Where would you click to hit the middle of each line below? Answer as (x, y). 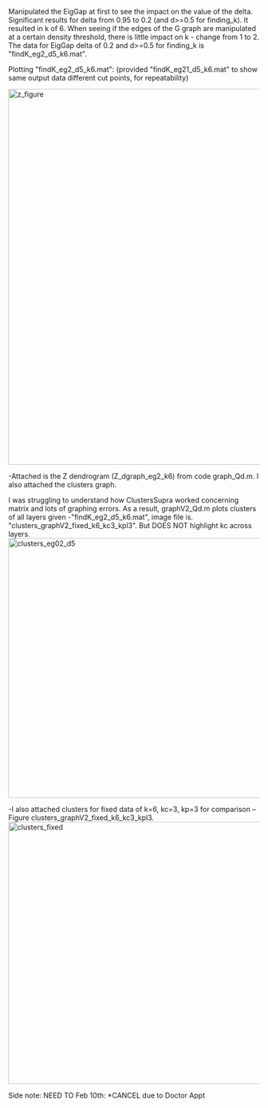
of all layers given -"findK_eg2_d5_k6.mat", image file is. (101, 517)
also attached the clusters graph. (63, 485)
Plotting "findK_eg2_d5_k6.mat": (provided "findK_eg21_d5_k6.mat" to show (133, 69)
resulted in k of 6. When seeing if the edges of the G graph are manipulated (132, 28)
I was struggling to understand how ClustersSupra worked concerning (124, 500)
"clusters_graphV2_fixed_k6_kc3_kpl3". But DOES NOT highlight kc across (130, 525)
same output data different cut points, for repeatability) (99, 78)
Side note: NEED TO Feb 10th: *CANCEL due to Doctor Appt (107, 1095)
